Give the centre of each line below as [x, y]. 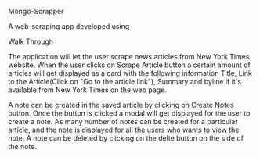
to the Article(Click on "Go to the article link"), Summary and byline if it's [125, 82]
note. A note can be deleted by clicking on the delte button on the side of [126, 138]
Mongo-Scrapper [36, 11]
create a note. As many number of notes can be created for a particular [123, 121]
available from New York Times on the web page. [87, 90]
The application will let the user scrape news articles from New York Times [129, 57]
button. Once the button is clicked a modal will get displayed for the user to [129, 113]
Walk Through [31, 41]
